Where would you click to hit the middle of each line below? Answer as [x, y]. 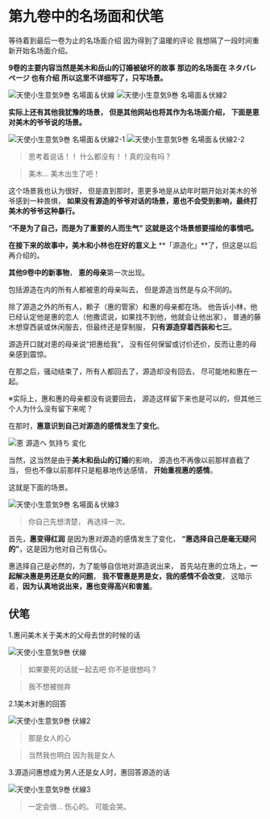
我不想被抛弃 [49, 686]
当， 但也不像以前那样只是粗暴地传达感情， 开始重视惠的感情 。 [113, 470]
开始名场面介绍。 [44, 50]
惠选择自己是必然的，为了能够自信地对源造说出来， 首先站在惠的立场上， [129, 566]
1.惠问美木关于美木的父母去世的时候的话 [75, 635]
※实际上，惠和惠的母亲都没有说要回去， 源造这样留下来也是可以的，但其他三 [135, 398]
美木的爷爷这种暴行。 [44, 211]
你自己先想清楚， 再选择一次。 [79, 521]
